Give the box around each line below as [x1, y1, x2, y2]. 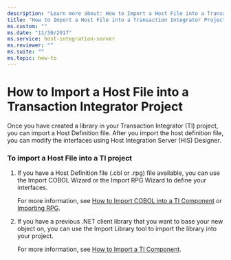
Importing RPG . [16, 204, 60, 212]
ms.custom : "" [7, 23, 48, 29]
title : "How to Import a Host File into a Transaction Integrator [7, 16, 201, 23]
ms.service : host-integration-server [7, 36, 115, 43]
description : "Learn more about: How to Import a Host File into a [7, 10, 205, 17]
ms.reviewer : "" [7, 42, 54, 49]
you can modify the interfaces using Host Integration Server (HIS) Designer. [7, 136, 221, 144]
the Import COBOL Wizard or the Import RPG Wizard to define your [16, 176, 206, 184]
